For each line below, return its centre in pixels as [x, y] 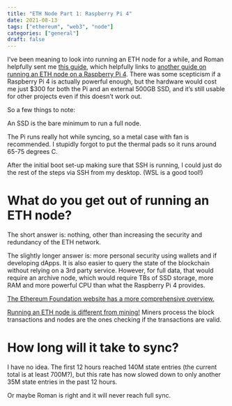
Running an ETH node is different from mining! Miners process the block [111, 312]
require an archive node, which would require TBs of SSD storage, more [110, 278]
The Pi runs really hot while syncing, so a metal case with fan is [98, 137]
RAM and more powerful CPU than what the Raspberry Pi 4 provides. [106, 286]
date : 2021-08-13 [32, 20]
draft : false [26, 40]
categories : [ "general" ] [43, 33]
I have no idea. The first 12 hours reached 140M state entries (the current [112, 367]
